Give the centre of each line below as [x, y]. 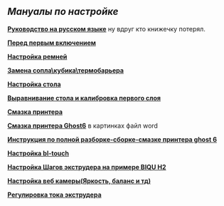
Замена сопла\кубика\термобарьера [66, 70]
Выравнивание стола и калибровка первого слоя [84, 98]
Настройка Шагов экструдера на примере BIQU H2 [87, 167]
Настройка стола [34, 84]
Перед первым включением [52, 43]
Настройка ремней [37, 56]
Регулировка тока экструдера [54, 195]
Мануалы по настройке [63, 12]
